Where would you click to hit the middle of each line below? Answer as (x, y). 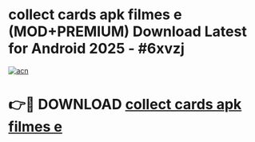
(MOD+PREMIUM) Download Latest (128, 32)
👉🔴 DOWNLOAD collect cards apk (125, 105)
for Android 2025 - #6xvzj (97, 49)
